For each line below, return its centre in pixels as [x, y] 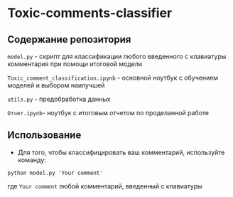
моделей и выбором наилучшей [56, 85]
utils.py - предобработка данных [59, 99]
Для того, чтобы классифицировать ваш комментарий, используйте [121, 152]
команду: [32, 160]
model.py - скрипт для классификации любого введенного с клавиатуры [117, 56]
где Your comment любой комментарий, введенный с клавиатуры [105, 186]
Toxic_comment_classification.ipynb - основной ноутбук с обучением [113, 78]
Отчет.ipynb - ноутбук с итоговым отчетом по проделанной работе [108, 113]
